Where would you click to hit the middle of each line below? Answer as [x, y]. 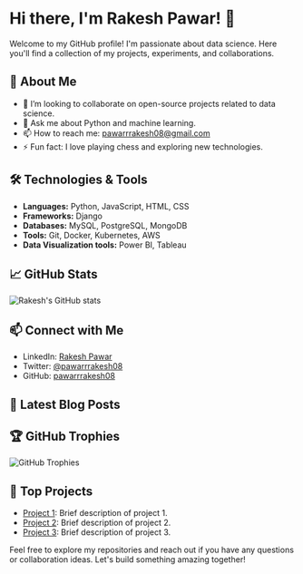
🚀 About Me [43, 82]
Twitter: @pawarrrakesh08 [73, 366]
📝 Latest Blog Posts [65, 404]
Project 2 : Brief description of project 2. [97, 523]
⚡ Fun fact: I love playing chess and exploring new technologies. [142, 146]
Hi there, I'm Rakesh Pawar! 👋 [122, 19]
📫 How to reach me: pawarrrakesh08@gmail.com [116, 133]
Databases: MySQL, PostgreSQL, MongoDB [105, 225]
